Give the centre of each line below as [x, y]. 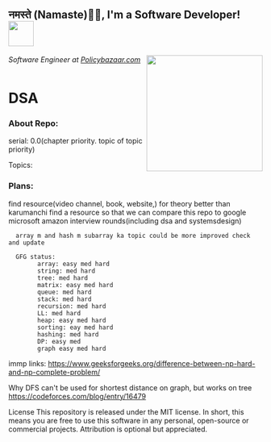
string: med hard [66, 271]
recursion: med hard [72, 306]
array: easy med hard [74, 264]
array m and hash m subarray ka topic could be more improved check [133, 236]
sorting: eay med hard [75, 327]
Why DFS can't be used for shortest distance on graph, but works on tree [130, 387]
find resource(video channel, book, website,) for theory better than [120, 203]
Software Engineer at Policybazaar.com [75, 59]
